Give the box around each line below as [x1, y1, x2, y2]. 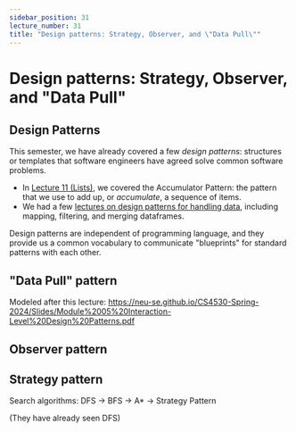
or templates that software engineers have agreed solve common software [9, 155, 284, 166]
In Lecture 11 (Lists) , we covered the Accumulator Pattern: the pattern [21, 182, 277, 193]
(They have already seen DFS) [9, 412, 121, 424]
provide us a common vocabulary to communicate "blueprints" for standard [9, 237, 287, 248]
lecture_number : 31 [9, 21, 82, 30]
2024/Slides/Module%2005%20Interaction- [9, 306, 172, 317]
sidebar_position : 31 [9, 12, 90, 22]
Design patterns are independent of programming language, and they [9, 228, 265, 239]
